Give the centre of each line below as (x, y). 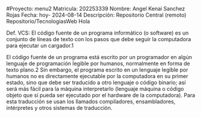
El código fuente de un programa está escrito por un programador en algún (99, 57)
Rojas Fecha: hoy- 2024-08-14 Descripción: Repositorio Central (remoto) (96, 15)
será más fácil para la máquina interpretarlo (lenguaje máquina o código (95, 89)
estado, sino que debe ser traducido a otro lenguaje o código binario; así (96, 82)
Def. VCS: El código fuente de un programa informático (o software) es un (97, 33)
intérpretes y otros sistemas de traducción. (59, 108)
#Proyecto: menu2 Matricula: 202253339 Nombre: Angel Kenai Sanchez (96, 9)
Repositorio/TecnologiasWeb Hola (48, 21)
